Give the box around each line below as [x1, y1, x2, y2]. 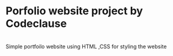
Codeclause [5, 17, 67, 30]
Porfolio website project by [5, 4, 144, 18]
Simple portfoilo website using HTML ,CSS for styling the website [5, 43, 167, 50]
